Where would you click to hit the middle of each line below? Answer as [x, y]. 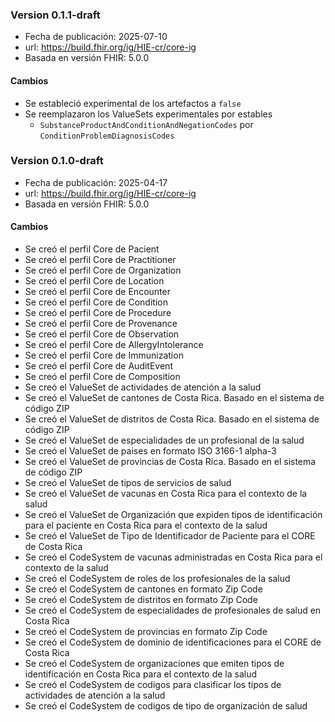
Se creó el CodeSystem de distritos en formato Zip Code [141, 599]
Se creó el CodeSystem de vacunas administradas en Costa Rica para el [173, 557]
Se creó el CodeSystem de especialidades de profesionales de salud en [173, 610]
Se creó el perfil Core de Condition [96, 302]
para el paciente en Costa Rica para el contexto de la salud [146, 525]
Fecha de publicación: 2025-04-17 [96, 182]
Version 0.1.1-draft [55, 15]
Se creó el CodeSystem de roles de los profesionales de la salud [157, 578]
